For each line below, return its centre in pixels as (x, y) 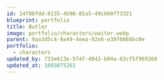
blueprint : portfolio (38, 20)
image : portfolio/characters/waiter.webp (68, 33)
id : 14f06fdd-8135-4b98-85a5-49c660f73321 (69, 14)
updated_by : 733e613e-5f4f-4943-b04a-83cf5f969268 (82, 59)
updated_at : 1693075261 (41, 65)
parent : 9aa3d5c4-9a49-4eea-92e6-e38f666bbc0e (76, 40)
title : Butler (27, 26)
